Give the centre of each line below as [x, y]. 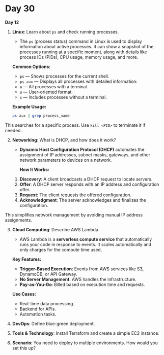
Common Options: [31, 67]
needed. [14, 130]
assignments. [19, 220]
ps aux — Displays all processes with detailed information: [78, 81]
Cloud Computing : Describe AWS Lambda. [56, 229]
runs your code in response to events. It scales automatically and [85, 244]
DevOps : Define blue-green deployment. [54, 323]
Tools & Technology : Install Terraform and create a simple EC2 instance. [86, 333]
